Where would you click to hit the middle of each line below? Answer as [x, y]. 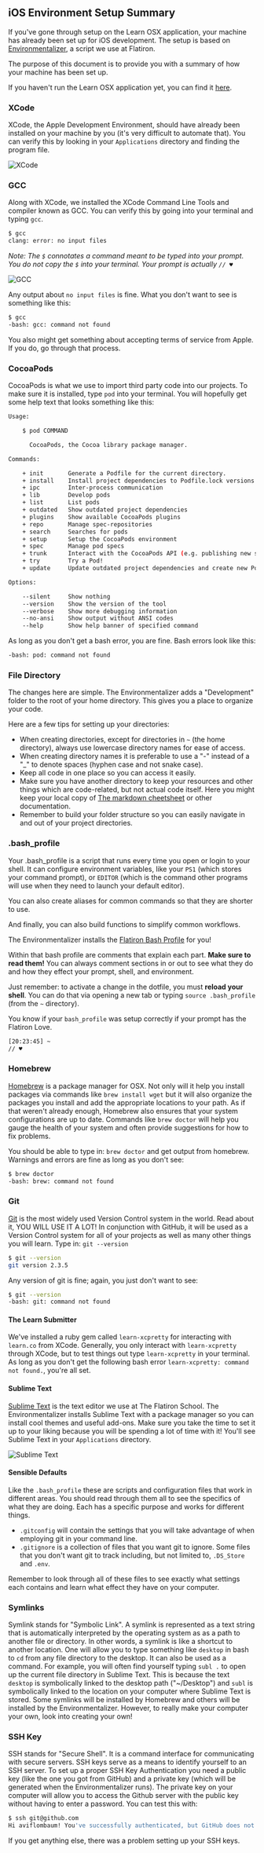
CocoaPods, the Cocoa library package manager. [108, 445]
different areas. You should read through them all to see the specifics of [125, 1498]
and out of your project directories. [76, 823]
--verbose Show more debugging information [100, 611]
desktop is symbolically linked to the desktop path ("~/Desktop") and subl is [131, 1683]
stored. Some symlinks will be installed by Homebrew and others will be [124, 1700]
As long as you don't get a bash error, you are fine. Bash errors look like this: [132, 641]
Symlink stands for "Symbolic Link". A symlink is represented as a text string [132, 1624]
